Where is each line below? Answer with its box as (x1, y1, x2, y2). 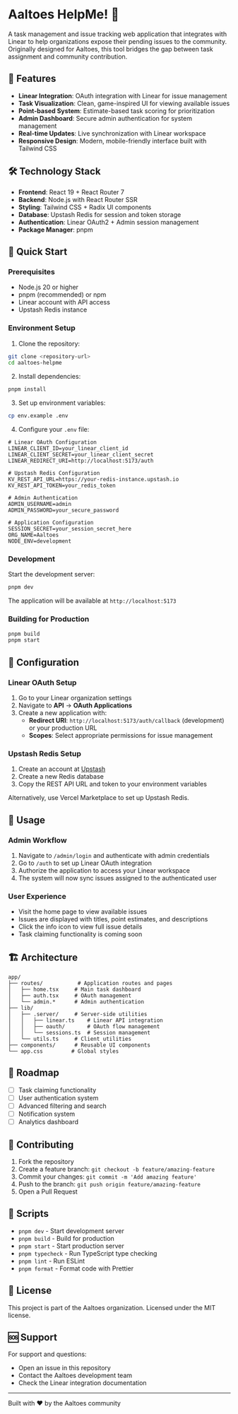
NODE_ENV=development (8, 538, 72, 545)
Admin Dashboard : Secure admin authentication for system (18, 114, 193, 122)
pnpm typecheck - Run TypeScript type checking (18, 1249, 157, 1257)
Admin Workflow (8, 835, 67, 845)
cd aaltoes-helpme (8, 360, 62, 367)
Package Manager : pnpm (18, 225, 94, 234)
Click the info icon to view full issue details (18, 922, 143, 931)
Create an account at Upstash (18, 765, 106, 773)
